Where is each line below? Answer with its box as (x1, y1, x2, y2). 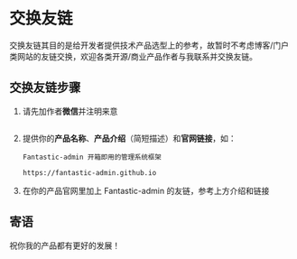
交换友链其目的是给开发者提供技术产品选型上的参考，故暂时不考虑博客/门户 (9, 40, 290, 51)
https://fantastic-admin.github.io (22, 168, 157, 177)
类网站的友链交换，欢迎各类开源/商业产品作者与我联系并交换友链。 (9, 51, 258, 61)
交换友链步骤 (9, 80, 81, 96)
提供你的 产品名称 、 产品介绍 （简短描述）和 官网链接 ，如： (22, 133, 237, 143)
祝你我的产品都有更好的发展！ (9, 240, 120, 251)
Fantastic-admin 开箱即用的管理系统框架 (22, 153, 162, 162)
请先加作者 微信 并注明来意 (22, 106, 118, 116)
